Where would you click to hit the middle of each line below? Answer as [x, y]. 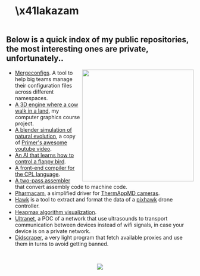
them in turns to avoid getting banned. [62, 244]
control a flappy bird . [40, 161]
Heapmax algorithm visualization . [56, 212]
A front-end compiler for [45, 168]
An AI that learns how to [44, 155]
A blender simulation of [43, 129]
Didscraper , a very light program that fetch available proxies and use [99, 237]
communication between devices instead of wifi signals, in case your [99, 225]
